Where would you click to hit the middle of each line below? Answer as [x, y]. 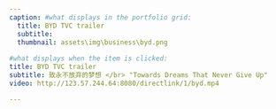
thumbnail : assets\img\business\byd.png [92, 42]
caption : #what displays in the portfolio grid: [100, 17]
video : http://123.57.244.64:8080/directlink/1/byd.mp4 [114, 83]
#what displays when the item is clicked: [88, 58]
